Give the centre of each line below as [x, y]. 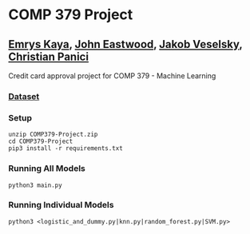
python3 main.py [35, 185]
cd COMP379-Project [41, 141]
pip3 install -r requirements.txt [66, 149]
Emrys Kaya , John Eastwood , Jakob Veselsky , [125, 44]
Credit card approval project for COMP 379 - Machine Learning [112, 76]
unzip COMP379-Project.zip [53, 135]
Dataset [24, 96]
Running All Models [47, 169]
